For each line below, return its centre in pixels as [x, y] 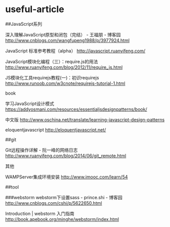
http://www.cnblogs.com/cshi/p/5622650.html [54, 203]
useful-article [35, 9]
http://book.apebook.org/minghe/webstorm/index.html [62, 219]
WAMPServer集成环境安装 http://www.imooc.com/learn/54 [67, 177]
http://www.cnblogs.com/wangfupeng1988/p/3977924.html [68, 40]
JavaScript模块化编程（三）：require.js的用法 [52, 61]
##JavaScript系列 [24, 24]
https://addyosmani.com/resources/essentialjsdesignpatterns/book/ [76, 109]
